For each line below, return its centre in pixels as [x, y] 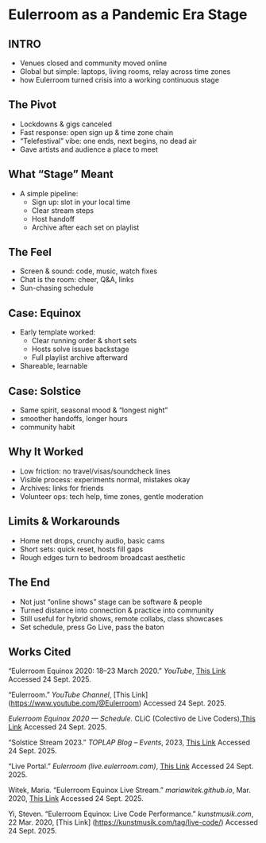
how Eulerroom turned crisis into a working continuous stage [120, 80]
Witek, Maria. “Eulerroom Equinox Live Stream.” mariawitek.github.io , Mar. [130, 790]
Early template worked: [58, 332]
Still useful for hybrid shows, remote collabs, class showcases [121, 618]
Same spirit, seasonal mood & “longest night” [94, 410]
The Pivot [33, 105]
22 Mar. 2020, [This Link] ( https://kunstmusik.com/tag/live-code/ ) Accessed [133, 822]
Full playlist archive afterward [80, 358]
